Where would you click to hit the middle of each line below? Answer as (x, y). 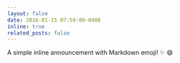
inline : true (26, 26)
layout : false (28, 13)
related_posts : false (39, 33)
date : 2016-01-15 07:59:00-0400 (54, 20)
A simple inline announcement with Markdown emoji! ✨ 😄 (90, 53)
